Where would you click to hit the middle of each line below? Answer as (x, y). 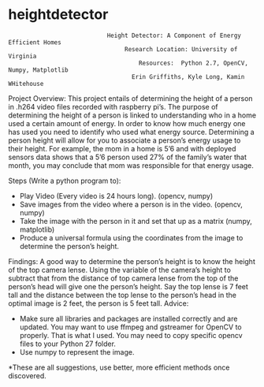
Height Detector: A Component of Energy (174, 35)
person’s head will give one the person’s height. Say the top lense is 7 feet (128, 286)
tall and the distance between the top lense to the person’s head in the (122, 295)
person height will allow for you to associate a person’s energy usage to (125, 140)
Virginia (22, 56)
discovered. (28, 375)
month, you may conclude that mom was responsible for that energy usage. (131, 165)
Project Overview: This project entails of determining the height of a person (131, 98)
